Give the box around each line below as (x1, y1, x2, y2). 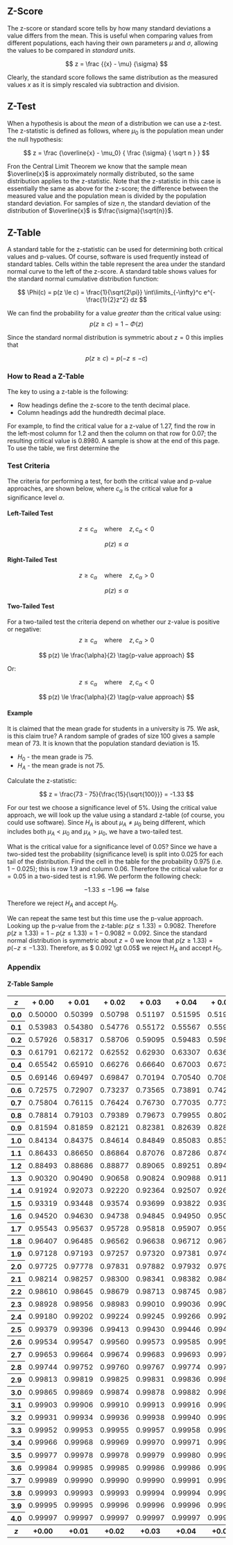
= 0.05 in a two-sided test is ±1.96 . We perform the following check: (7, 872, 202, 880)
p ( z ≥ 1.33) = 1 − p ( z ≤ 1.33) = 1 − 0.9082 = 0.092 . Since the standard (7, 929, 207, 937)
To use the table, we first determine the (7, 444, 120, 452)
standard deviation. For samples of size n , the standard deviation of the (7, 199, 211, 208)
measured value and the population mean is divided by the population (7, 192, 207, 200)
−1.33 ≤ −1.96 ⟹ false (83, 885, 150, 893)
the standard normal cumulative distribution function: (7, 274, 159, 283)
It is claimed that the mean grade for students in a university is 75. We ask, (7, 724, 220, 732)
